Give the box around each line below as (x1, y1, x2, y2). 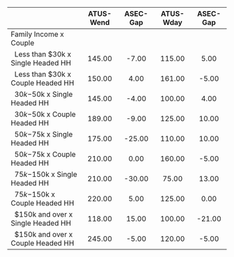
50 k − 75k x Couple (14, 150, 77, 159)
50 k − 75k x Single (14, 130, 73, 139)
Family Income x (10, 29, 65, 39)
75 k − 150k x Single (14, 170, 78, 179)
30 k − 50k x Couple (14, 109, 77, 119)
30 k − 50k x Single (14, 90, 73, 99)
